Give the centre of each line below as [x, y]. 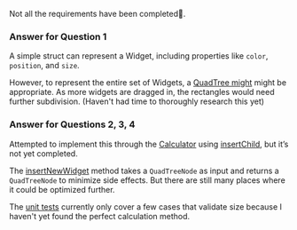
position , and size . [44, 66]
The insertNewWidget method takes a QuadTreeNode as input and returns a [144, 171]
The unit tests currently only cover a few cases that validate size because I [145, 206]
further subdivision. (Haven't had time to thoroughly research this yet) [137, 101]
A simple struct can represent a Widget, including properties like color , [139, 56]
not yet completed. [43, 153]
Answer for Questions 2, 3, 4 [72, 124]
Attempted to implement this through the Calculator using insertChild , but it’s [149, 144]
